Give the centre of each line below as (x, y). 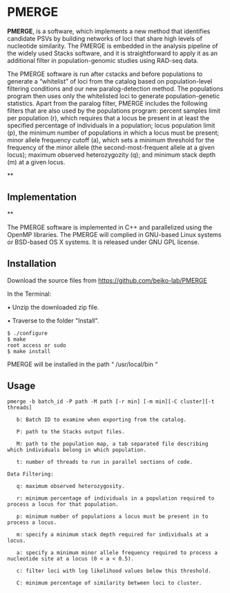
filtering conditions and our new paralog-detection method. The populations (115, 88)
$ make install (29, 351)
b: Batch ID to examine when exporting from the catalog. (102, 420)
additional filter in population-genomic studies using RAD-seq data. (103, 60)
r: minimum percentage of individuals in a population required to (115, 498)
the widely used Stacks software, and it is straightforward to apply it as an (112, 53)
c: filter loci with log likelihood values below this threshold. (114, 571)
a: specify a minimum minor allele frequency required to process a (117, 553)
